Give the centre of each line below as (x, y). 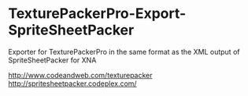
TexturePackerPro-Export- (97, 14)
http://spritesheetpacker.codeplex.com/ (72, 84)
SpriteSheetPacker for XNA (52, 60)
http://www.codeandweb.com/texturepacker (80, 75)
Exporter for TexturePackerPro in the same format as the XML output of (124, 52)
